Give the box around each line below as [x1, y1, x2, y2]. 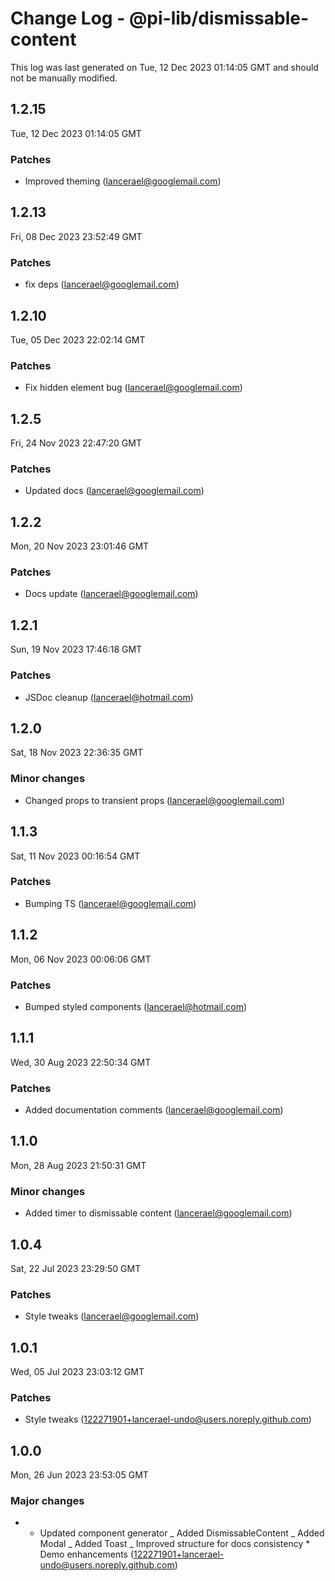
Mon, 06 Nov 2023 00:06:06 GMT [10, 953, 152, 965]
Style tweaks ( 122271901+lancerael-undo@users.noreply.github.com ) [24, 1413, 312, 1426]
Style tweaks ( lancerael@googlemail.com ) [24, 1310, 200, 1322]
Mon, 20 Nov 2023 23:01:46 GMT [10, 540, 150, 552]
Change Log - [10, 7, 126, 30]
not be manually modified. [10, 72, 118, 84]
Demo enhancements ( [39, 1548, 135, 1561]
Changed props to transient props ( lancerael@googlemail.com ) [24, 794, 286, 806]
